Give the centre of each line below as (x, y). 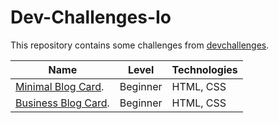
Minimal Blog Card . (60, 86)
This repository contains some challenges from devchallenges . (140, 45)
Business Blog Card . (62, 103)
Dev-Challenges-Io (91, 17)
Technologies (204, 69)
